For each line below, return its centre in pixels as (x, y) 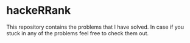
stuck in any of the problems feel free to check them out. (78, 33)
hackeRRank (39, 10)
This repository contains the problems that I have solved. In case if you (95, 27)
